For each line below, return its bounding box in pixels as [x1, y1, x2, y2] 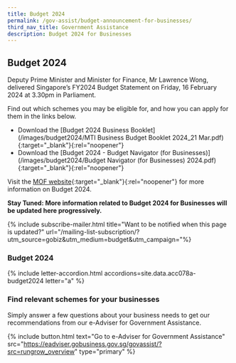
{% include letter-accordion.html [7, 269, 103, 278]
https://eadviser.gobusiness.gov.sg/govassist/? [23, 340, 162, 348]
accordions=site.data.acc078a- [104, 269, 197, 278]
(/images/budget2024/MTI [17, 133, 96, 142]
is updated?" [7, 228, 45, 236]
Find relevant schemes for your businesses [7, 295, 160, 305]
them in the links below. [7, 112, 77, 121]
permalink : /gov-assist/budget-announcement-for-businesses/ [7, 17, 193, 24]
